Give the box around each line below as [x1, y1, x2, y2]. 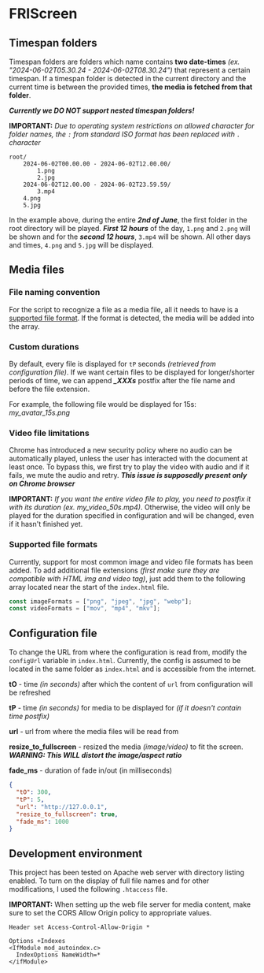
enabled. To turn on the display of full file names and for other [9, 876, 210, 885]
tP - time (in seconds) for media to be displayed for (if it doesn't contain [9, 703, 242, 713]
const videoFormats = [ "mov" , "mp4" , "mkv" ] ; [9, 605, 160, 613]
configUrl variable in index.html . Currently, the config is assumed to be [9, 656, 241, 665]
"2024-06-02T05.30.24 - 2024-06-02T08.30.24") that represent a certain [9, 65, 251, 75]
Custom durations [9, 341, 79, 352]
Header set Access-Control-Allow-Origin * [9, 923, 150, 931]
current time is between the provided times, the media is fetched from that [9, 82, 253, 91]
